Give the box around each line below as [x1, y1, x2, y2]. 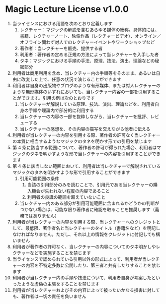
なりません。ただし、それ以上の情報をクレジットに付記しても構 [29, 231, 161, 237]
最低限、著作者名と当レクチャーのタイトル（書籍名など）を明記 [25, 225, 156, 231]
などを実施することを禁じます [29, 249, 91, 256]
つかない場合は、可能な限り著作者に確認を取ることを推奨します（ [19, 206, 155, 212]
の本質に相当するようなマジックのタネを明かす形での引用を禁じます [12, 138, 152, 144]
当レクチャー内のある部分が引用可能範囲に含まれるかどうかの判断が [19, 200, 160, 206]
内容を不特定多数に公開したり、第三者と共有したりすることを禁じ [25, 262, 161, 268]
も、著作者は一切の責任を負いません [12, 293, 86, 299]
